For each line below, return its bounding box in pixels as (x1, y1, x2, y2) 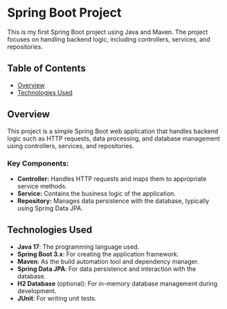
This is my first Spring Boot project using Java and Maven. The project (7, 28, 208, 36)
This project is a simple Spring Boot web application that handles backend (7, 127, 219, 135)
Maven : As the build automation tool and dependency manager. (17, 257, 199, 265)
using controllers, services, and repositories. (7, 141, 134, 150)
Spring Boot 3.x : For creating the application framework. (17, 249, 179, 258)
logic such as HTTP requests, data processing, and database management (7, 134, 220, 143)
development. (17, 286, 57, 295)
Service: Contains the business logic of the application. (17, 189, 176, 197)
